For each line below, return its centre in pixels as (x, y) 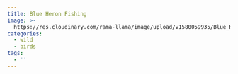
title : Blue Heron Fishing (47, 14)
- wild (23, 40)
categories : (25, 33)
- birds (25, 47)
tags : (15, 54)
